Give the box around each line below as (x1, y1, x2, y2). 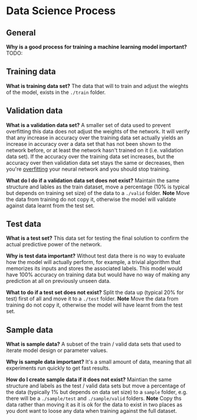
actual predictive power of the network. (6, 241, 102, 248)
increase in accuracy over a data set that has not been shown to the (6, 140, 171, 147)
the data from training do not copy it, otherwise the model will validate (6, 196, 176, 203)
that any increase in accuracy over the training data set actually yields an (6, 134, 184, 141)
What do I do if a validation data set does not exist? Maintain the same (6, 177, 180, 184)
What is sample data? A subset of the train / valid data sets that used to (6, 341, 182, 348)
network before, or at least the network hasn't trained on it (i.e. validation (6, 146, 184, 154)
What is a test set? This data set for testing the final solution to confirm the (6, 235, 189, 242)
